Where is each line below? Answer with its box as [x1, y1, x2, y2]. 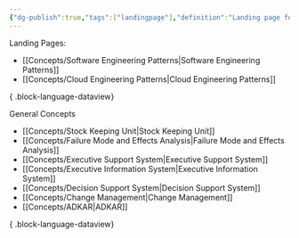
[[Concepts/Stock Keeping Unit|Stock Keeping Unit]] [21, 126, 215, 136]
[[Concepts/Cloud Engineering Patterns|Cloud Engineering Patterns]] [21, 73, 276, 85]
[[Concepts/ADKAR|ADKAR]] [21, 201, 128, 212]
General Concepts [9, 108, 76, 119]
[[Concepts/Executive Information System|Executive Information [21, 163, 258, 174]
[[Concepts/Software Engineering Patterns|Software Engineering [21, 54, 261, 65]
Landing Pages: [9, 37, 67, 48]
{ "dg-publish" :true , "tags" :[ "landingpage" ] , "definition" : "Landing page [9, 12, 280, 22]
